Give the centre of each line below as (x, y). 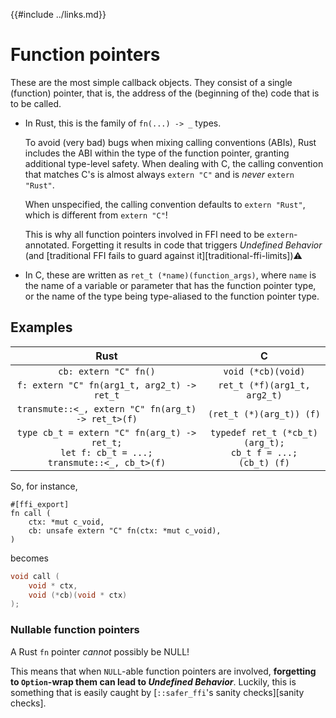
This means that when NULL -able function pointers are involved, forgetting (163, 671)
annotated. (47, 245)
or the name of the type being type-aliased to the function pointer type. (172, 296)
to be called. (36, 103)
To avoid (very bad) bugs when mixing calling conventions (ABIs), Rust (170, 142)
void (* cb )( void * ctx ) (78, 595)
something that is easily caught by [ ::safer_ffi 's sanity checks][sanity (157, 692)
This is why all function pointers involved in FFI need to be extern (159, 234)
